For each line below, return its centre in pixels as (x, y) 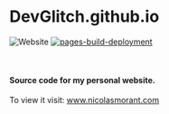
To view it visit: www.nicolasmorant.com (84, 100)
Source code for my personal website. (82, 80)
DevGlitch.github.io (84, 17)
